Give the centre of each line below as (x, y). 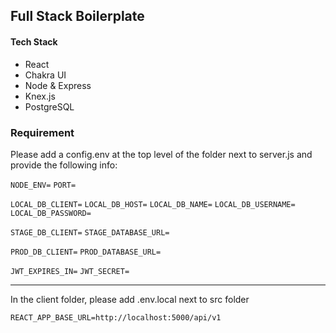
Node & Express (58, 85)
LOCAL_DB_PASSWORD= (51, 213)
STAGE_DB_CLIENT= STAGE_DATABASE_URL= (90, 232)
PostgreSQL (49, 106)
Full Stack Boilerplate (77, 16)
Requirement (42, 132)
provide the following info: (64, 165)
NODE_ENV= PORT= (43, 185)
